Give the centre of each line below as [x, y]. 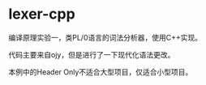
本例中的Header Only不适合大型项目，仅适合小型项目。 [101, 72]
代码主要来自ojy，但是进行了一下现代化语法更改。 [92, 54]
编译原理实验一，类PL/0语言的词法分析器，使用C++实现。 [105, 37]
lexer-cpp [42, 14]
